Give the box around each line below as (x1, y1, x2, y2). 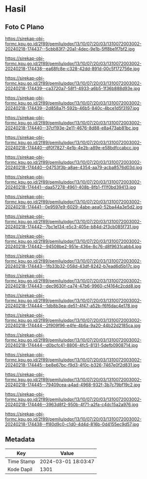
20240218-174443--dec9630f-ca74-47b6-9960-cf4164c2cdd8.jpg (5, 283, 141, 289)
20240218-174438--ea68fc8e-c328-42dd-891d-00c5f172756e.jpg (5, 66, 140, 71)
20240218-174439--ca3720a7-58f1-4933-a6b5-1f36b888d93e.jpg (5, 86, 140, 91)
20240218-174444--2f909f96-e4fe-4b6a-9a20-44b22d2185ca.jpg (5, 322, 141, 328)
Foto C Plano (5, 23, 44, 31)
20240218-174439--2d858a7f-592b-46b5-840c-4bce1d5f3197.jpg (5, 106, 140, 111)
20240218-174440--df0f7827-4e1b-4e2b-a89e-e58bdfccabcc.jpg (5, 145, 139, 150)
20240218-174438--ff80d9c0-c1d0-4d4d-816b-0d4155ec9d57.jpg (5, 422, 139, 427)
